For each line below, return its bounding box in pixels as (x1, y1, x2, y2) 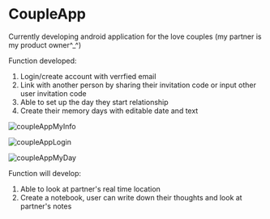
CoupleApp (8, 5, 87, 23)
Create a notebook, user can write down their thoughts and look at (19, 192, 242, 202)
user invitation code (19, 88, 87, 98)
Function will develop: (8, 168, 82, 178)
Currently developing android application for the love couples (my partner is (8, 32, 262, 41)
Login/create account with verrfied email (19, 71, 156, 81)
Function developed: (8, 56, 77, 65)
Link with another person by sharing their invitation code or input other (19, 80, 257, 90)
